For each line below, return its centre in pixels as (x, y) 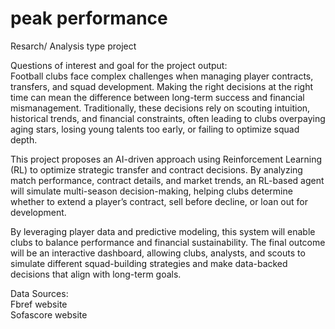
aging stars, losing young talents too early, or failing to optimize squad (155, 129)
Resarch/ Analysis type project (73, 46)
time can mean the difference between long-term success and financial (157, 97)
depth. (24, 139)
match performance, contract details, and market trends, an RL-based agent (167, 180)
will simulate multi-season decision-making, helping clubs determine (151, 191)
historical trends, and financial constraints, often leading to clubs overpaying (168, 118)
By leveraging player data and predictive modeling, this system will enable (163, 231)
